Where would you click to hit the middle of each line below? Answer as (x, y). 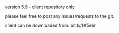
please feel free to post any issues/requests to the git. (60, 16)
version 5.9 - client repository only (40, 7)
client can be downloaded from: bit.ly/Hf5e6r (51, 25)
